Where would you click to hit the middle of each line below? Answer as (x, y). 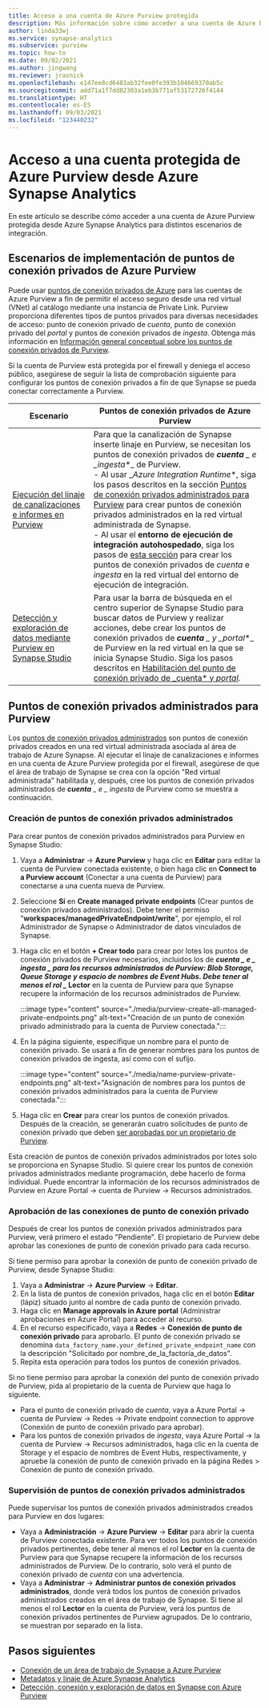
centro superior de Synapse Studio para (169, 608)
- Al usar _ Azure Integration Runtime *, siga (175, 474)
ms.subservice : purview (48, 46)
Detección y (35, 617)
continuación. (31, 798)
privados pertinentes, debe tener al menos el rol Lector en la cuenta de (137, 1549)
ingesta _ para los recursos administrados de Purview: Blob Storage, (137, 968)
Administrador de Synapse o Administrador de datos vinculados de (130, 926)
